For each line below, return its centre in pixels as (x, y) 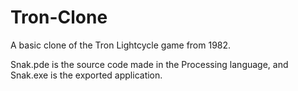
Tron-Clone (59, 17)
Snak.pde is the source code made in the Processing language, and (149, 64)
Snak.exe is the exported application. (86, 75)
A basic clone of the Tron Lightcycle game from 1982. (121, 45)
